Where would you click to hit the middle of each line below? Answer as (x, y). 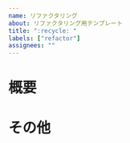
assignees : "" (32, 46)
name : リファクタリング (43, 16)
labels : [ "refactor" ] (45, 38)
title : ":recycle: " (43, 31)
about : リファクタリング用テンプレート (65, 23)
